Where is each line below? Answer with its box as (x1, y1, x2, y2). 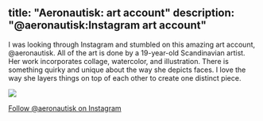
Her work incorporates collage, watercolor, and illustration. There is (8, 56, 229, 66)
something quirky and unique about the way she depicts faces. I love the (8, 65, 246, 74)
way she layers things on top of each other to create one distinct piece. (8, 73, 242, 82)
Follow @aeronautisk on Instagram (8, 103, 122, 113)
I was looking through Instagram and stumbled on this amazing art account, (8, 40, 256, 49)
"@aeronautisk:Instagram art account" (8, 19, 207, 32)
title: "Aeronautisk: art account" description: (8, 6, 235, 20)
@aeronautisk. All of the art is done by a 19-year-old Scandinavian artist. (8, 47, 246, 58)
